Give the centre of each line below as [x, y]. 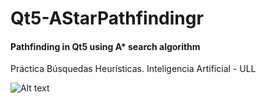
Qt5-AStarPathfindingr [107, 18]
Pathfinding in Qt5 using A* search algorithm [105, 46]
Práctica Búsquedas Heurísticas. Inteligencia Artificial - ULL [133, 69]
